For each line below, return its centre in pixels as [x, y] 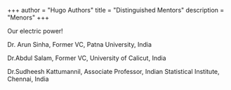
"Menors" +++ [28, 17]
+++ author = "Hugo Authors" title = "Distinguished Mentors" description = [116, 10]
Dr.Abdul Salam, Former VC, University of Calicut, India [87, 58]
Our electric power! [35, 31]
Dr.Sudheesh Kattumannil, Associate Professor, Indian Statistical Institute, [113, 72]
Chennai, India [28, 79]
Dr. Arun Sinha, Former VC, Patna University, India [80, 44]
